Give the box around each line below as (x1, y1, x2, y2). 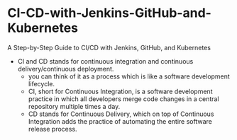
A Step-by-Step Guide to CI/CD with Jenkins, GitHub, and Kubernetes (7, 43, 211, 52)
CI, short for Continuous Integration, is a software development (28, 87, 213, 95)
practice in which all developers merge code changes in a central (28, 94, 219, 103)
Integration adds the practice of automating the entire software (28, 117, 213, 125)
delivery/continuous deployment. (17, 64, 114, 73)
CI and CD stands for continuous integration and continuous (17, 57, 194, 65)
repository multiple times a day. (28, 102, 121, 110)
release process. (28, 124, 77, 133)
